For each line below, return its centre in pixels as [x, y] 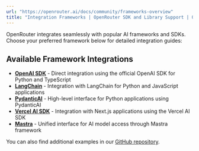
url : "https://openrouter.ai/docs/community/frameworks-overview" [90, 12]
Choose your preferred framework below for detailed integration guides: [94, 40]
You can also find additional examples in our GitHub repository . [83, 142]
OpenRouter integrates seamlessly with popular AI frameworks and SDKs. [96, 34]
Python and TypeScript [43, 80]
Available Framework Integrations [70, 59]
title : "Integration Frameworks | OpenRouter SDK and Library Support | [98, 17]
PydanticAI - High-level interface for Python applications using [92, 99]
